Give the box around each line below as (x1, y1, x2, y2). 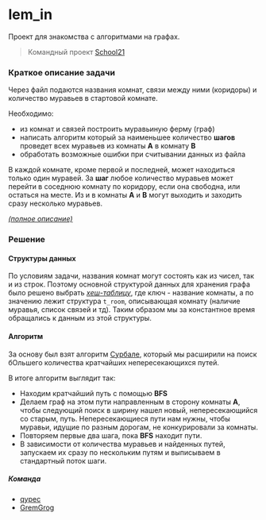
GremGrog (19, 503, 55, 512)
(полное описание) (8, 214, 73, 224)
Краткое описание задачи (8, 67, 115, 78)
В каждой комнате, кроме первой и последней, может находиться (8, 165, 236, 175)
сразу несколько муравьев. (8, 198, 103, 208)
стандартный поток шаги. (19, 456, 107, 465)
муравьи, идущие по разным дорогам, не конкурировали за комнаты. (19, 422, 258, 432)
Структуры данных (8, 253, 77, 263)
